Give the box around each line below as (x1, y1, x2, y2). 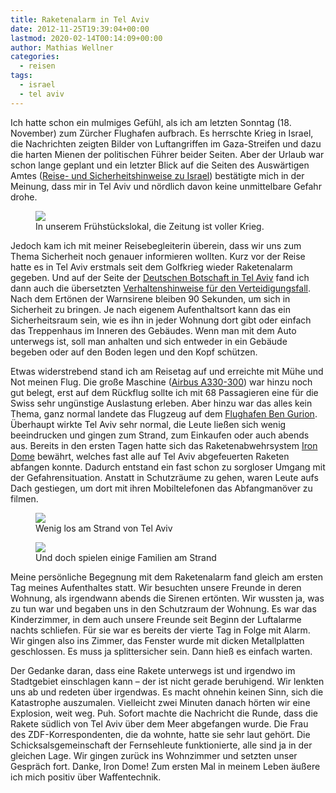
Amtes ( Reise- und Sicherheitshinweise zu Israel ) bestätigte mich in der (10, 169, 305, 181)
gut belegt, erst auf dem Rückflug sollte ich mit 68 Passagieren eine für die (10, 386, 319, 398)
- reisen (19, 61, 56, 71)
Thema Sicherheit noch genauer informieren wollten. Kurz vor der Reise (10, 250, 306, 262)
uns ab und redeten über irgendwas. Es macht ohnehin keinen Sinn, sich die (10, 686, 324, 698)
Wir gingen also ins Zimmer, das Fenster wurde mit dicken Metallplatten (10, 634, 305, 646)
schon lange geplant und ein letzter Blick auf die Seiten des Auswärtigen (10, 159, 310, 171)
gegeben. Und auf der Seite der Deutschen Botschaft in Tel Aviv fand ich (10, 271, 310, 283)
